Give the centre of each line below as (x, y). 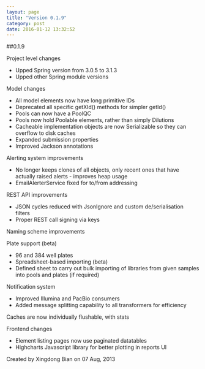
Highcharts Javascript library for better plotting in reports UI (91, 348)
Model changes (26, 89)
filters (23, 213)
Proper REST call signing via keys (57, 220)
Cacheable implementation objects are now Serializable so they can (101, 127)
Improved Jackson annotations (54, 146)
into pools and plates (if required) (57, 275)
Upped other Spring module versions (62, 77)
